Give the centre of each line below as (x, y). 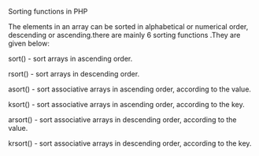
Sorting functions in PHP (48, 11)
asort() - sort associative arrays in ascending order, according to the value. (130, 89)
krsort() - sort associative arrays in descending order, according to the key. (130, 143)
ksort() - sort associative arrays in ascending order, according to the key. (127, 104)
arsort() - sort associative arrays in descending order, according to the (123, 120)
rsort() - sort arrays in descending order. (74, 74)
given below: (29, 43)
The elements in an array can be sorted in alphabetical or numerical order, (128, 26)
